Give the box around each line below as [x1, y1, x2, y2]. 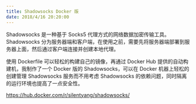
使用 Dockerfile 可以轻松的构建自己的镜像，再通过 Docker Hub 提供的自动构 [6, 58, 188, 65]
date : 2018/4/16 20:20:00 [6, 14, 69, 20]
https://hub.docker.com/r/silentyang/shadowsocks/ [6, 91, 130, 98]
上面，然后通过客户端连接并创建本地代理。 [16, 45, 119, 53]
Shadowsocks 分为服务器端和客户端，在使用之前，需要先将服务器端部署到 [6, 38, 185, 45]
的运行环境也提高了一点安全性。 [6, 79, 83, 86]
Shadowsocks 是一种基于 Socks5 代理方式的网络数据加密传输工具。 [6, 30, 170, 38]
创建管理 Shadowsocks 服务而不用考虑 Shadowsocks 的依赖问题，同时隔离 [6, 72, 187, 79]
